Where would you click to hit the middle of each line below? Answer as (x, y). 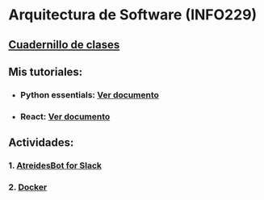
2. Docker (28, 187)
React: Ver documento (65, 116)
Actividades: (41, 143)
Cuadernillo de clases (64, 45)
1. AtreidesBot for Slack (55, 165)
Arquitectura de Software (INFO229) (133, 15)
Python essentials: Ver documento (90, 94)
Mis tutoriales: (46, 71)
